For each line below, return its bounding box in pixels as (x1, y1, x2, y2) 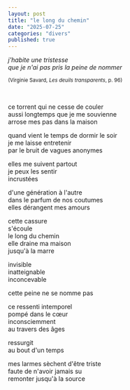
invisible (8, 261, 32, 269)
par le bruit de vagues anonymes (8, 146, 103, 155)
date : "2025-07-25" (8, 23, 65, 30)
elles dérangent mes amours (8, 203, 90, 212)
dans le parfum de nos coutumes (8, 196, 103, 204)
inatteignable (8, 268, 45, 276)
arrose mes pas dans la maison (8, 117, 98, 126)
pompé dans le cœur (8, 310, 68, 318)
